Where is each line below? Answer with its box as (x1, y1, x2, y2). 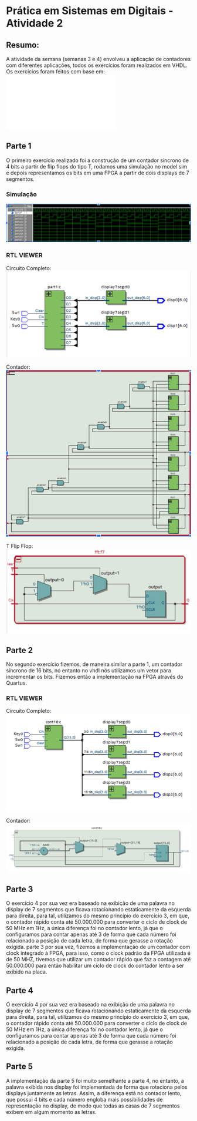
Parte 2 (6, 645, 33, 655)
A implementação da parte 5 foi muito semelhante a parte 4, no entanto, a (6, 1077, 185, 1084)
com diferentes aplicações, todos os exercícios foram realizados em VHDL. (6, 62, 188, 69)
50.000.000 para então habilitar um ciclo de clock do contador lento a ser (6, 962, 185, 969)
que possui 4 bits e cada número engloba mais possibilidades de (6, 1096, 163, 1103)
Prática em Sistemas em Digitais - (6, 4, 174, 18)
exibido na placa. (6, 968, 47, 975)
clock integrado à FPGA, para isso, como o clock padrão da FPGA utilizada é (6, 950, 191, 957)
